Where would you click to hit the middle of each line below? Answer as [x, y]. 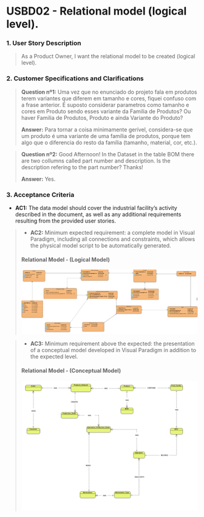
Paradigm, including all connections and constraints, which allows [113, 239]
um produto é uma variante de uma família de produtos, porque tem [106, 136]
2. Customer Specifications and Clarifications [75, 78]
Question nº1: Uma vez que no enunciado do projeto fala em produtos [109, 92]
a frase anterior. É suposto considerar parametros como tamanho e [105, 105]
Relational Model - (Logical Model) [66, 259]
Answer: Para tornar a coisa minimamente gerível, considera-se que [107, 130]
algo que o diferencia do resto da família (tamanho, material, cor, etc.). [109, 142]
